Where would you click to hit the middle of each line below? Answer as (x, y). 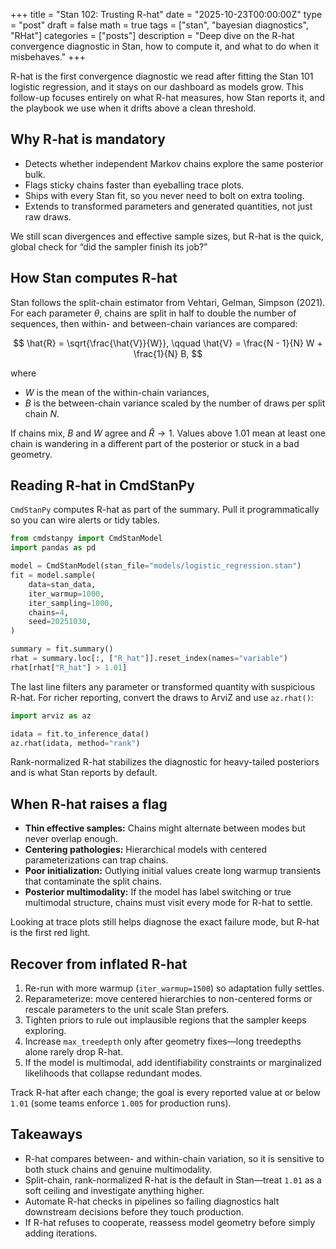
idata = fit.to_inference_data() (80, 734)
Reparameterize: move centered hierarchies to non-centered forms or (168, 999)
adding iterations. (61, 1233)
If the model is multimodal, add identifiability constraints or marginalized (173, 1063)
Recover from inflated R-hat (99, 964)
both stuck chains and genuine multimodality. (118, 1169)
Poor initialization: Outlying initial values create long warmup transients (173, 871)
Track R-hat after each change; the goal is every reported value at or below (166, 1093)
